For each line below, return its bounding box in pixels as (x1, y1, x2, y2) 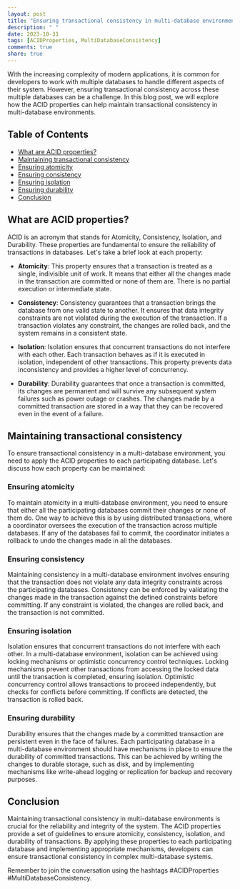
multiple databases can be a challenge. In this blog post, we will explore (7, 92, 219, 101)
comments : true (7, 44, 53, 51)
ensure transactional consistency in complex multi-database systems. (7, 853, 213, 861)
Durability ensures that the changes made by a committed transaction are (7, 729, 224, 738)
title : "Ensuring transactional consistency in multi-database (7, 17, 200, 24)
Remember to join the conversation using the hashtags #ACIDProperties (7, 866, 219, 875)
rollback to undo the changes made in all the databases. (7, 536, 173, 545)
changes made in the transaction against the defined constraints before (7, 593, 219, 601)
